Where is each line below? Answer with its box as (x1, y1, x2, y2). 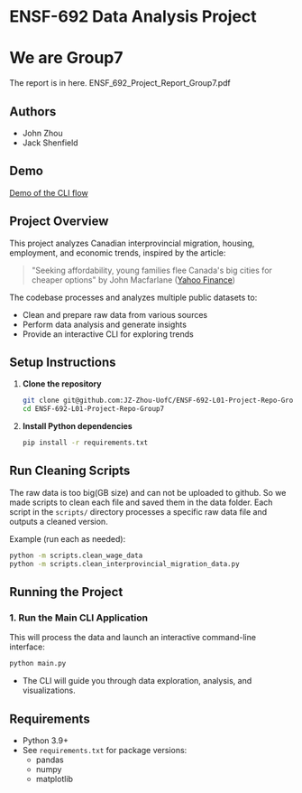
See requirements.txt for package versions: (22, 744, 188, 755)
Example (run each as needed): (9, 533, 126, 544)
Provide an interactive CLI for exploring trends (22, 328, 194, 340)
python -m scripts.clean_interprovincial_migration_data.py (9, 559, 241, 568)
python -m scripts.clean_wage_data (9, 551, 143, 560)
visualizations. (22, 685, 77, 696)
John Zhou (22, 127, 63, 138)
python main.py (9, 659, 67, 668)
